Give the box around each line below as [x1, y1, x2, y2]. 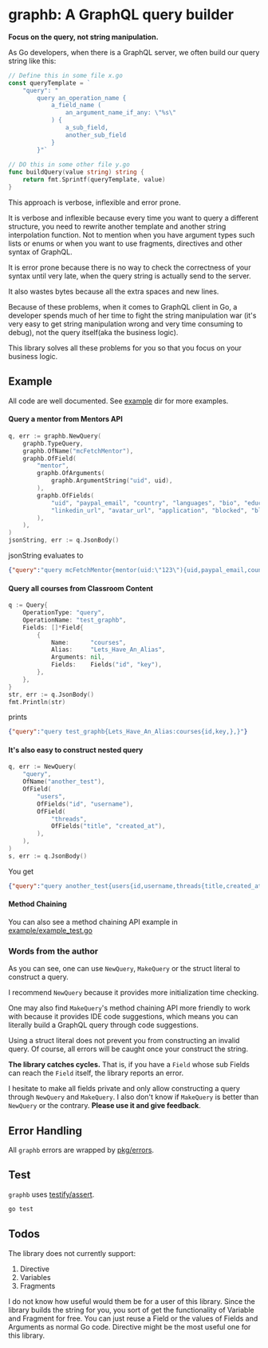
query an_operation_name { [37, 94, 127, 102]
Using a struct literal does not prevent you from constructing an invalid [8, 1036, 240, 1046]
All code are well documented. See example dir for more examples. [8, 396, 229, 406]
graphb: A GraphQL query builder [8, 6, 234, 24]
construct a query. [8, 972, 69, 982]
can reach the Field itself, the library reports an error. [8, 1068, 184, 1078]
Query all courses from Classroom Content [8, 583, 154, 593]
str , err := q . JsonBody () [8, 690, 94, 698]
